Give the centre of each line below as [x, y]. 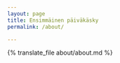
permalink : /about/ [36, 27]
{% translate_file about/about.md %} [60, 52]
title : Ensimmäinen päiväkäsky [53, 20]
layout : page [26, 14]
